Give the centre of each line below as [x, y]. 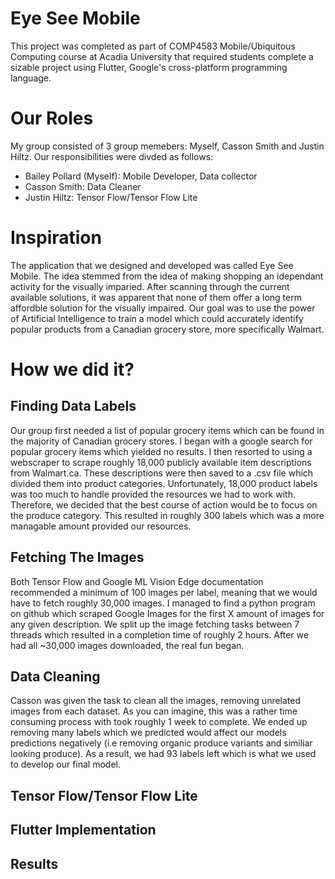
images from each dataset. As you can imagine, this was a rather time [154, 711]
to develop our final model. [66, 764]
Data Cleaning [55, 677]
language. [31, 78]
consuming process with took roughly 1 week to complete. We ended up [159, 722]
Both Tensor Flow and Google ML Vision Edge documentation [137, 581]
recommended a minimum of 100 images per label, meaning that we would [164, 592]
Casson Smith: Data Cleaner [83, 186]
